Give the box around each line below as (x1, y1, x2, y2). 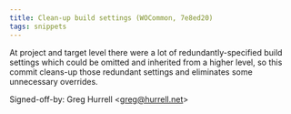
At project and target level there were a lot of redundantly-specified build (9, 47, 283, 57)
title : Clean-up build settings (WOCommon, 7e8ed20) (9, 13, 214, 23)
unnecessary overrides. (9, 76, 98, 87)
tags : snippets (9, 22, 67, 31)
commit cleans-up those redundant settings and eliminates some (9, 66, 253, 78)
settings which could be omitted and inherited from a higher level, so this (9, 57, 283, 67)
